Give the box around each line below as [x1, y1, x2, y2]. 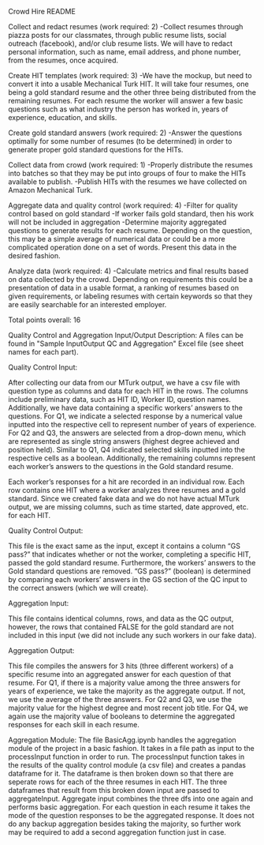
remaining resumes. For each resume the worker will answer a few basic [8, 96, 244, 105]
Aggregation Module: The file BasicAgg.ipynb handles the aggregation [8, 735, 236, 745]
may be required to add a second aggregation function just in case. [8, 828, 227, 836]
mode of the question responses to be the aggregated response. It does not [8, 811, 255, 820]
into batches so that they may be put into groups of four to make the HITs [8, 169, 247, 178]
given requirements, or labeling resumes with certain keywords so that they [8, 291, 253, 301]
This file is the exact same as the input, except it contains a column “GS [8, 541, 240, 550]
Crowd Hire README [8, 7, 76, 16]
